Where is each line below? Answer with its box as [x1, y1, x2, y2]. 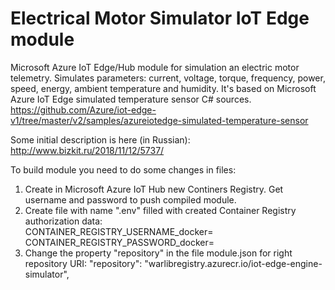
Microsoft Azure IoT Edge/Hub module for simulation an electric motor [10, 61, 300, 73]
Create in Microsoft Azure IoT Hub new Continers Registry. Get [24, 183, 284, 195]
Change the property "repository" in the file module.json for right [24, 247, 293, 259]
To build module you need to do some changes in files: [10, 163, 237, 176]
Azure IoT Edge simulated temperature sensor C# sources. [10, 93, 252, 105]
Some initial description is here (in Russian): [10, 133, 191, 146]
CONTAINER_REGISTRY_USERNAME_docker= [24, 225, 214, 237]
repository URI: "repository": [24, 257, 143, 269]
